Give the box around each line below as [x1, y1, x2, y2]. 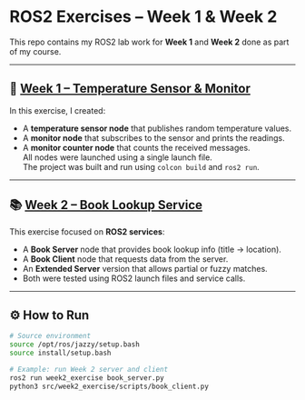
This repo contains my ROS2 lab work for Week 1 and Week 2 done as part [9, 36, 290, 47]
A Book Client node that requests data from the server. [22, 253, 229, 265]
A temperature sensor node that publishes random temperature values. [22, 123, 292, 134]
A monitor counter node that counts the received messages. [22, 142, 251, 153]
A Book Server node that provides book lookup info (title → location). [22, 244, 281, 255]
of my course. [9, 45, 62, 56]
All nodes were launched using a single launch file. [22, 152, 213, 163]
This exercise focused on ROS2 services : [9, 225, 165, 237]
